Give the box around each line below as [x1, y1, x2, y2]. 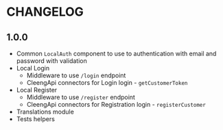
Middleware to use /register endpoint [26, 93, 135, 101]
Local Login [16, 64, 49, 72]
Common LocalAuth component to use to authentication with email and [16, 49, 217, 57]
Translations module [16, 107, 75, 116]
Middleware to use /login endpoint [26, 71, 126, 79]
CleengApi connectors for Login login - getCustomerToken [26, 79, 188, 86]
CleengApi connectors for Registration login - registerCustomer [26, 101, 207, 108]
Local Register [16, 86, 58, 94]
